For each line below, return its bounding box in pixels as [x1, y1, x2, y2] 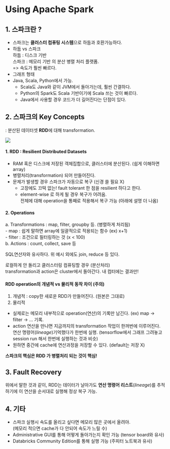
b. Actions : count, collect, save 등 [5, 240, 77, 247]
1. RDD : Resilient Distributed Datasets [5, 149, 87, 155]
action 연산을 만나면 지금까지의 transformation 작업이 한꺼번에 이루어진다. [12, 323, 161, 329]
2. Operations [5, 210, 35, 216]
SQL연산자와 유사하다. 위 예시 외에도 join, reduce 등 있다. [5, 251, 120, 257]
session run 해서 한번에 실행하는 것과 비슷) [12, 336, 98, 342]
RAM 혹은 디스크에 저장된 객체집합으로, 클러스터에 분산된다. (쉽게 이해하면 [12, 161, 160, 167]
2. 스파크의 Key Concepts [5, 113, 85, 121]
